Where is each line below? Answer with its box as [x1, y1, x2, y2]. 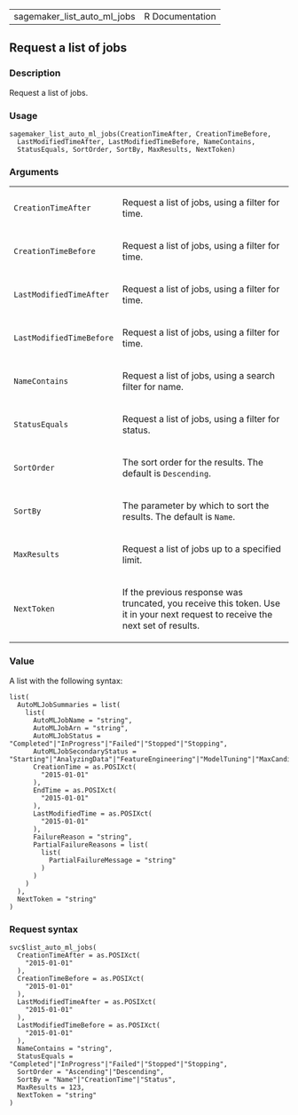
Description [9, 67, 61, 79]
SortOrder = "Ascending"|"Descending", [17, 1067, 165, 1076]
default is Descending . [122, 467, 211, 480]
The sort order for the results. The [122, 457, 264, 469]
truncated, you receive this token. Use [122, 597, 281, 609]
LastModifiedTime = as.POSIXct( [32, 808, 153, 818]
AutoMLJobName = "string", [32, 715, 133, 725]
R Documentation [144, 11, 216, 22]
